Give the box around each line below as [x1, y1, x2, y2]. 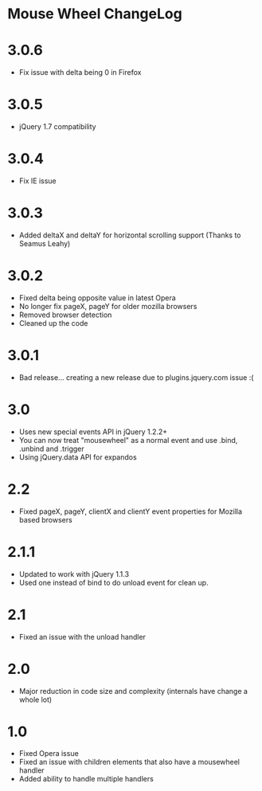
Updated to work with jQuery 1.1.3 [18, 569, 129, 578]
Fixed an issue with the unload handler [18, 632, 147, 641]
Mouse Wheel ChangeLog [7, 5, 182, 23]
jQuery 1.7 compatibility [18, 122, 96, 131]
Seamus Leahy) [18, 238, 71, 248]
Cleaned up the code [18, 318, 88, 327]
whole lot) [18, 695, 53, 704]
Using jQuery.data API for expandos [18, 452, 137, 462]
